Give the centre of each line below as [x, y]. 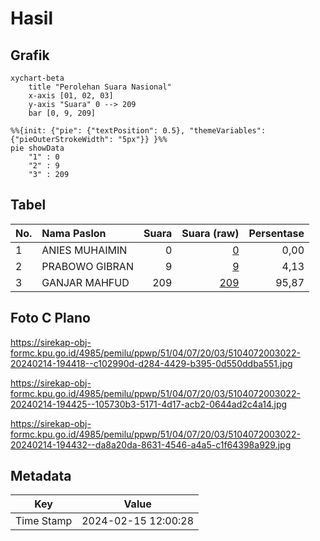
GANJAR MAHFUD [85, 282]
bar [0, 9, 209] [62, 113]
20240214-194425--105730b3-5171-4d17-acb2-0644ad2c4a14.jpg [149, 404]
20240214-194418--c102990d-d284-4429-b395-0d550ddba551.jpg [151, 363]
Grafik [30, 55]
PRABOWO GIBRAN [87, 266]
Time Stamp [44, 521]
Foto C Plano [50, 318]
